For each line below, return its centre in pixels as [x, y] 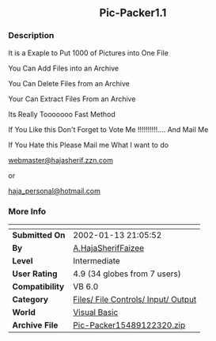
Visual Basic [96, 312]
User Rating [35, 274]
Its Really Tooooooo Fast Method [62, 114]
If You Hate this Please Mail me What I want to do [88, 145]
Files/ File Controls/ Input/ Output [135, 299]
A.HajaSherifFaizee [109, 248]
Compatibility [38, 286]
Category [30, 299]
